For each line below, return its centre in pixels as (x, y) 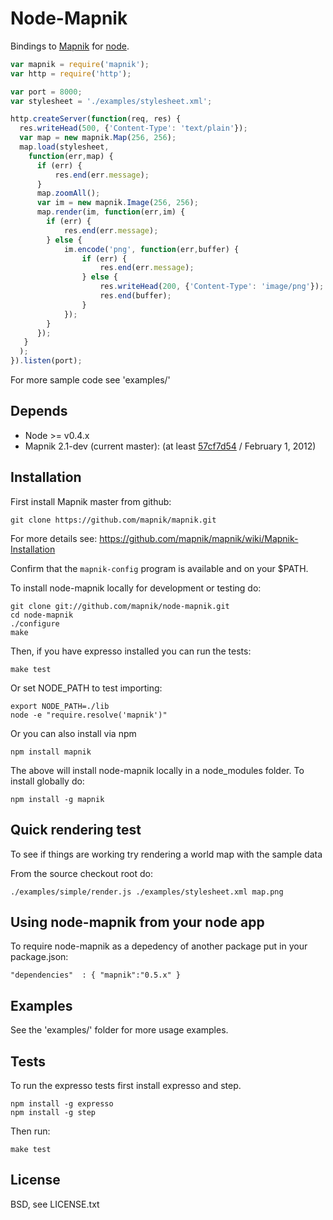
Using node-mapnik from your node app (137, 922)
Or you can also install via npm (73, 733)
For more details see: (54, 538)
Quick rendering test (76, 830)
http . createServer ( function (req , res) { (96, 119)
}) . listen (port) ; (46, 361)
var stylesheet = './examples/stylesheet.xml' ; (111, 101)
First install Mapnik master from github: (91, 501)
